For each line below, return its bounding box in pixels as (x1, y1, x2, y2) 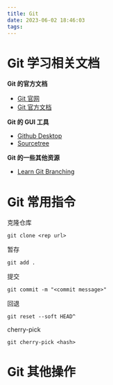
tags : (7, 23, 23, 30)
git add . (7, 259, 36, 267)
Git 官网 (17, 95, 40, 103)
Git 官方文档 (17, 103, 52, 111)
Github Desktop (17, 132, 62, 140)
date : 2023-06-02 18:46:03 (7, 17, 85, 24)
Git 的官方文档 (7, 79, 48, 88)
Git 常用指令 (7, 194, 76, 210)
